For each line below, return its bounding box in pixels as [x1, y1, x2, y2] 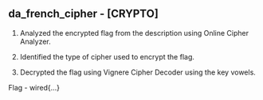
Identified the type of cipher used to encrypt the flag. [19, 52, 195, 61]
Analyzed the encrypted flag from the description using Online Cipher [19, 28, 249, 37]
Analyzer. [19, 37, 52, 46]
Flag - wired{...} [8, 83, 61, 92]
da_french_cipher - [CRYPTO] [8, 7, 159, 21]
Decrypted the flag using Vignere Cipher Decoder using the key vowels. [19, 67, 257, 77]
